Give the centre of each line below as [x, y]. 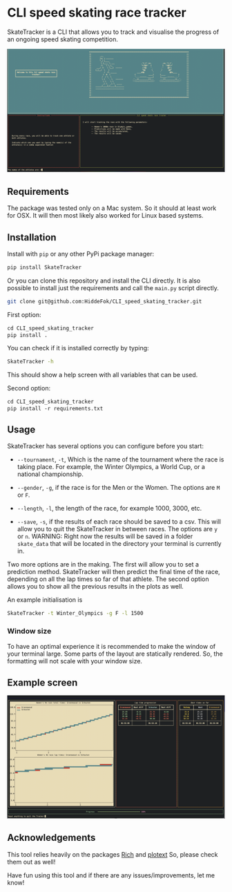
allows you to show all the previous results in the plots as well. [96, 587]
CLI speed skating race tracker [97, 13]
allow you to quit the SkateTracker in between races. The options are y [117, 529]
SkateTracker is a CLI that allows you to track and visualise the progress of [113, 32]
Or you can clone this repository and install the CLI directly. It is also [104, 281]
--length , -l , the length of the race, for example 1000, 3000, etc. [109, 509]
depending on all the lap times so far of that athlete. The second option [108, 579]
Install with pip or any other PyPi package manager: [80, 254]
